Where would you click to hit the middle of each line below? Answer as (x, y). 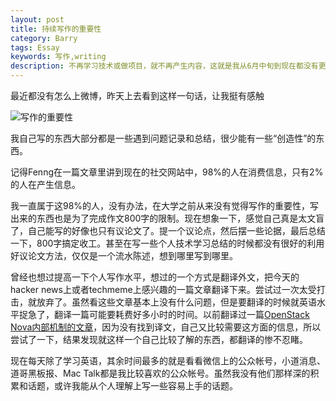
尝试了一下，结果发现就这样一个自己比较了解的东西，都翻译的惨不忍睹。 (159, 339)
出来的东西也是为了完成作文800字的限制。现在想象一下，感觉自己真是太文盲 (167, 218)
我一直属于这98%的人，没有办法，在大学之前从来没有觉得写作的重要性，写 (165, 205)
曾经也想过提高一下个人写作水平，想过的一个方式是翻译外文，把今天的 (155, 277)
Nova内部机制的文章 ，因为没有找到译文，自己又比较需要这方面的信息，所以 (166, 327)
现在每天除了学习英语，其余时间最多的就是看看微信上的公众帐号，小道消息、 (168, 360)
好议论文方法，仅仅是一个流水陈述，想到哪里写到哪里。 (124, 255)
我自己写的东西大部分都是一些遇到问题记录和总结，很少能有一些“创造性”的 (163, 138)
